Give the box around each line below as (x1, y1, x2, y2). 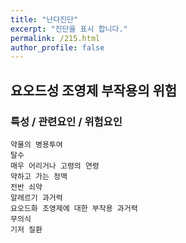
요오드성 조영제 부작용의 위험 (10, 82, 178, 99)
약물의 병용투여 (10, 139, 63, 150)
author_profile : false (10, 42, 105, 53)
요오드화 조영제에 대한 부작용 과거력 (10, 203, 138, 213)
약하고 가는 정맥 (10, 171, 68, 181)
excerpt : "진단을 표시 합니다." (10, 24, 128, 34)
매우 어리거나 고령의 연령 (10, 161, 100, 171)
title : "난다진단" (10, 14, 79, 25)
